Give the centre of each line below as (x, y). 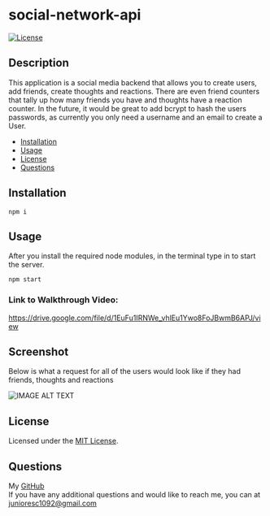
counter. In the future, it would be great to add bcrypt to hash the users (127, 108)
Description (39, 63)
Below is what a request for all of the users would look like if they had (125, 371)
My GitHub (26, 486)
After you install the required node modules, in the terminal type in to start (132, 256)
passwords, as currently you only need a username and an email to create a (135, 117)
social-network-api (75, 15)
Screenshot (39, 352)
